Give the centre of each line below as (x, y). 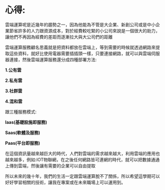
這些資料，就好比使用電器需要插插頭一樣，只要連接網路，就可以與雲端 (80, 53)
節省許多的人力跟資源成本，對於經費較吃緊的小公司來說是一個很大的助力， (84, 30)
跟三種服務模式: (21, 111)
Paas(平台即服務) (23, 143)
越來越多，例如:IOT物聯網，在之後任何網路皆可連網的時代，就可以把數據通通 (82, 160)
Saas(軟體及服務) (23, 133)
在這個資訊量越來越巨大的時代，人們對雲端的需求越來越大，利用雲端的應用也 (82, 153)
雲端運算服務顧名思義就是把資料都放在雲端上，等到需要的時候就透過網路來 (80, 47)
